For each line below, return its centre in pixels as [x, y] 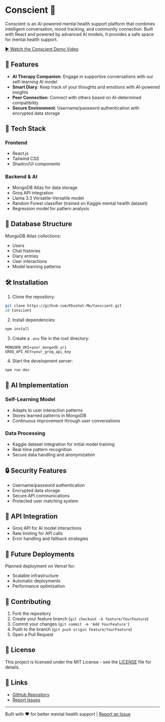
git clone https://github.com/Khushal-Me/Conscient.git [63, 306]
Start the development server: [42, 361]
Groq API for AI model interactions [47, 528]
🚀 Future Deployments [40, 554]
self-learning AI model [35, 81]
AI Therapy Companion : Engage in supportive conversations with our [83, 76]
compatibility [25, 103]
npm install [17, 329]
